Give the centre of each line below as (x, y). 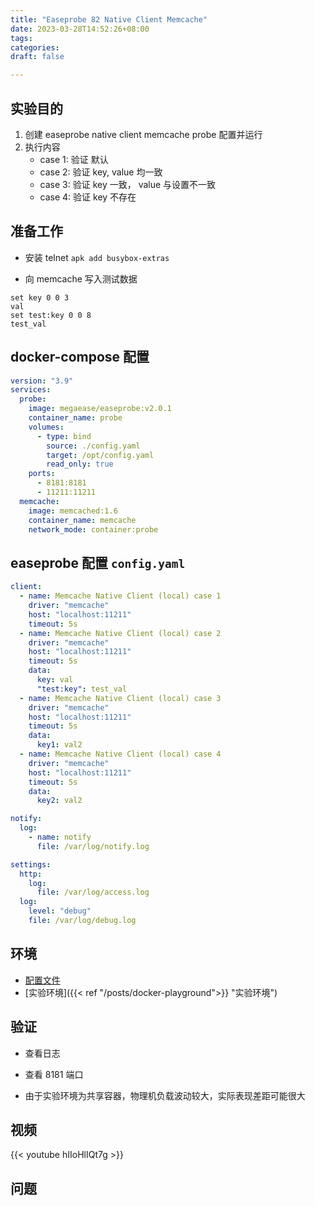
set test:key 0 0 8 (51, 315)
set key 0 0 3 (40, 297)
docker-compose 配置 (80, 357)
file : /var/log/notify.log (93, 846)
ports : (42, 474)
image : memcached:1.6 (73, 511)
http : (31, 874)
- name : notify (60, 837)
